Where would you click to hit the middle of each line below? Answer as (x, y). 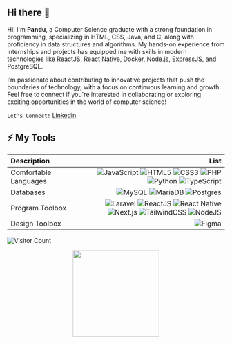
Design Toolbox (36, 224)
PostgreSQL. (25, 66)
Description (30, 161)
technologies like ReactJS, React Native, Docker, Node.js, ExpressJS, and (112, 59)
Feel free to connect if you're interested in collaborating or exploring (104, 94)
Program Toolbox (39, 208)
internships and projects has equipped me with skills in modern (97, 51)
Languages (29, 181)
